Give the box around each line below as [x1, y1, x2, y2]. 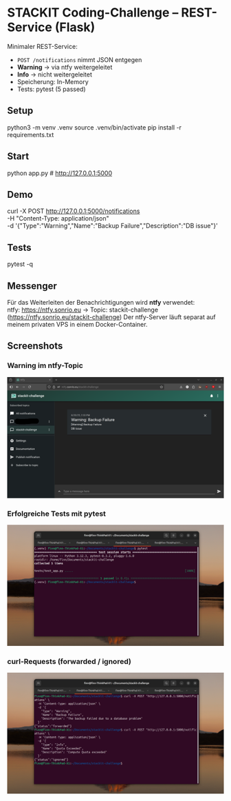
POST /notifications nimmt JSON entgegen [16, 55, 142, 63]
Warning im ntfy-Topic [7, 361, 84, 370]
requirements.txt [7, 130, 54, 139]
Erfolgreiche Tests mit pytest [7, 509, 107, 518]
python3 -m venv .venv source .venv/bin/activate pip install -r [7, 123, 182, 132]
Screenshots [7, 340, 63, 352]
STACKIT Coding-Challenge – [7, 5, 179, 21]
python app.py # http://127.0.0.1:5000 [7, 169, 112, 177]
